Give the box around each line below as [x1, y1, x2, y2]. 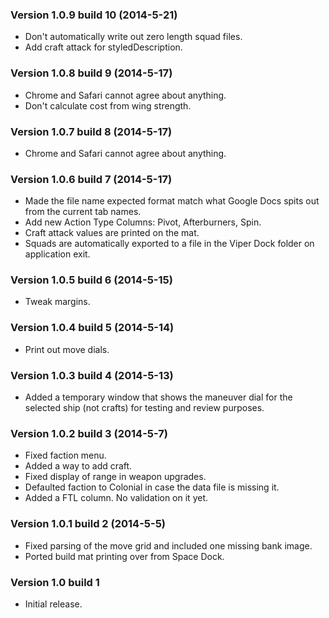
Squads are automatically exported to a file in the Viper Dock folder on [24, 238, 315, 250]
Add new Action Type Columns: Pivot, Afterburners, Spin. [24, 216, 262, 228]
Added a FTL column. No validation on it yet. [24, 492, 209, 504]
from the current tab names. [24, 206, 142, 218]
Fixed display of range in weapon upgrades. [24, 471, 207, 483]
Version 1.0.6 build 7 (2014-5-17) [10, 172, 173, 186]
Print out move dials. [24, 343, 110, 355]
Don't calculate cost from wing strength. [24, 99, 192, 112]
